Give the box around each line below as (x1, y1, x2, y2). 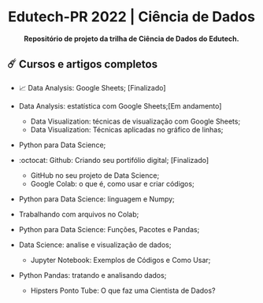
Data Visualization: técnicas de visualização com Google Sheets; (30, 116, 241, 126)
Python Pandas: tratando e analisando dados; (18, 270, 167, 279)
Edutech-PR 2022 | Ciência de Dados (8, 8, 255, 26)
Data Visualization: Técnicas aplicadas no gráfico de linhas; (30, 124, 224, 134)
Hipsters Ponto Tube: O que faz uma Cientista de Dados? (30, 286, 216, 295)
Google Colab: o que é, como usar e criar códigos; (30, 179, 194, 188)
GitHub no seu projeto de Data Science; (30, 170, 160, 180)
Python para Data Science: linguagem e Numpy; (18, 194, 175, 204)
